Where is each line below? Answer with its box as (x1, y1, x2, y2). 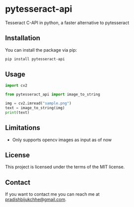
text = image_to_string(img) (5, 106, 65, 111)
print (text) (5, 110, 30, 115)
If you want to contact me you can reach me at (5, 191, 100, 197)
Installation (5, 34, 40, 42)
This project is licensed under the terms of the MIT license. (5, 164, 125, 170)
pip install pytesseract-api (5, 57, 65, 61)
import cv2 (5, 83, 28, 88)
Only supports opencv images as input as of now (12, 137, 112, 143)
